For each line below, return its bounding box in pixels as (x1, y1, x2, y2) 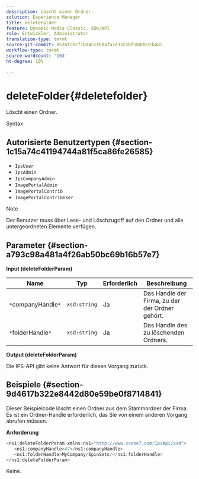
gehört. (143, 312, 164, 320)
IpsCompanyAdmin (14, 176, 55, 182)
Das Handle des (143, 321, 188, 330)
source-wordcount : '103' (6, 53, 68, 59)
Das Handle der (143, 289, 187, 298)
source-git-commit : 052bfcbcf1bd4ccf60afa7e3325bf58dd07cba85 (6, 42, 163, 48)
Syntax (6, 120, 24, 127)
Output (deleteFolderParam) (6, 351, 77, 359)
